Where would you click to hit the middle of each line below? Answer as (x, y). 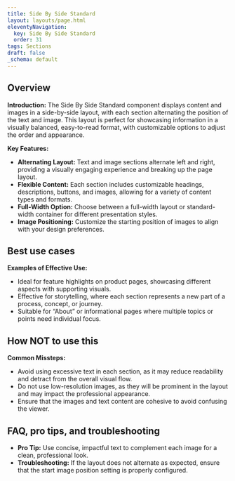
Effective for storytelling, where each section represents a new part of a (121, 296)
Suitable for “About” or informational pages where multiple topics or (115, 311)
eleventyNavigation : (38, 27)
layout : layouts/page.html (47, 20)
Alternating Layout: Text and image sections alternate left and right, (116, 162)
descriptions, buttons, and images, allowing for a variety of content (114, 192)
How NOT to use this (53, 341)
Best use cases (41, 251)
